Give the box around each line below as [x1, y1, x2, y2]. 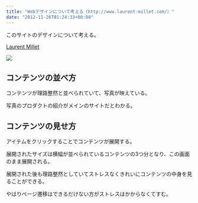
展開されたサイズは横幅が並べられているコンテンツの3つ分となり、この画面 [6, 150, 190, 157]
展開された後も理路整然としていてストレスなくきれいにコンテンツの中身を [6, 170, 187, 178]
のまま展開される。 [6, 158, 53, 165]
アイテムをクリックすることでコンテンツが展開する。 [6, 138, 135, 145]
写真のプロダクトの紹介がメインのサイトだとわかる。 [6, 102, 136, 109]
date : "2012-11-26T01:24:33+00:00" [6, 14, 94, 20]
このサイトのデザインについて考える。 [6, 31, 99, 38]
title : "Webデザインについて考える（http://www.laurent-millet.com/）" [6, 8, 174, 15]
